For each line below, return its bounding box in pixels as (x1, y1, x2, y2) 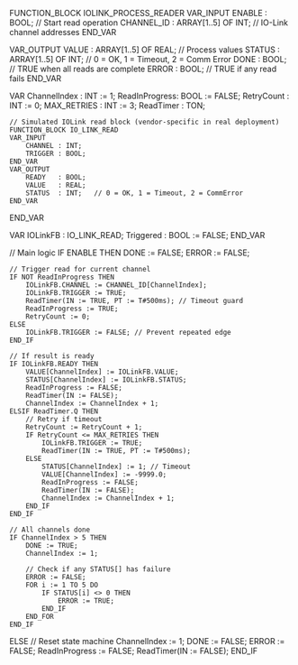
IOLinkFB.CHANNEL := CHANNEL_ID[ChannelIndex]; (25, 281, 207, 290)
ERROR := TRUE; (57, 596, 115, 605)
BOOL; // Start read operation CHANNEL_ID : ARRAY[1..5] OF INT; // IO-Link (9, 17, 289, 28)
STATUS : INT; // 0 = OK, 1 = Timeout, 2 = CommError (25, 189, 244, 198)
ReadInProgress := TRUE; (25, 304, 119, 313)
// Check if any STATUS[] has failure (25, 565, 171, 574)
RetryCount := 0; (25, 312, 91, 321)
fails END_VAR (9, 73, 62, 84)
